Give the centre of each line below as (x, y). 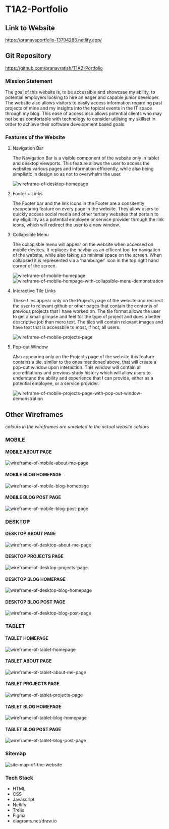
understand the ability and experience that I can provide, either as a (83, 378)
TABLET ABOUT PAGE (29, 661)
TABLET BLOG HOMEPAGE (33, 706)
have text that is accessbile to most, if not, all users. (66, 327)
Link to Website (30, 28)
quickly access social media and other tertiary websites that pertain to (86, 214)
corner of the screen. (35, 266)
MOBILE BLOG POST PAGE (33, 498)
